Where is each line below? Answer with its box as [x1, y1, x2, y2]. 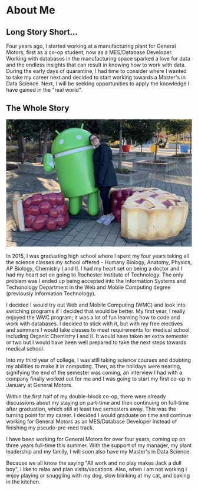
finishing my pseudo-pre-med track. [6, 424, 94, 431]
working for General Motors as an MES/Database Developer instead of [6, 418, 177, 425]
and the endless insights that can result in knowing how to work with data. [6, 61, 186, 68]
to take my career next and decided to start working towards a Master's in [6, 74, 186, 81]
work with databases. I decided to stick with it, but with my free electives [6, 320, 183, 327]
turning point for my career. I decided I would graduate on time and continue [6, 411, 192, 418]
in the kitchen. [6, 478, 41, 485]
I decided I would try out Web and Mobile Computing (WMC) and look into [6, 301, 186, 308]
